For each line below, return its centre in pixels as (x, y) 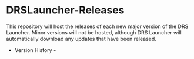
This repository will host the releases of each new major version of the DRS (97, 26)
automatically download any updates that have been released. (81, 39)
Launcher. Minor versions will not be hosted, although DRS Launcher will (94, 32)
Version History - (35, 50)
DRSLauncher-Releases (65, 10)
